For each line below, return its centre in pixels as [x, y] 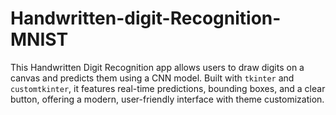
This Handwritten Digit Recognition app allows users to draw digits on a [157, 67]
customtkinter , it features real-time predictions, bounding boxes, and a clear [168, 88]
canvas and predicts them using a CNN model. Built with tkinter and [152, 78]
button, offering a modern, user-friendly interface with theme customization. [167, 99]
